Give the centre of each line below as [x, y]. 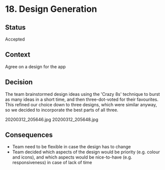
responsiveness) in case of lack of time [52, 163]
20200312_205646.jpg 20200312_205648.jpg [52, 119]
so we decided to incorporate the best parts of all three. [62, 110]
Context [18, 55]
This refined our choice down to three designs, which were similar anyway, [81, 104]
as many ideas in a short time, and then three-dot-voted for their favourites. [82, 99]
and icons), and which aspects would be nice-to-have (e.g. [72, 157]
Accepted [15, 39]
